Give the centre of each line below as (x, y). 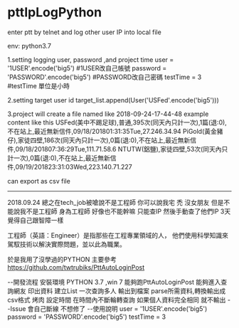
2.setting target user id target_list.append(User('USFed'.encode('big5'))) (113, 100)
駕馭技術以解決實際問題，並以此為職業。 (67, 244)
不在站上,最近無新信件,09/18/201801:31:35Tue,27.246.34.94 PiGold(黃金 (112, 131)
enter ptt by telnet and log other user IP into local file (84, 32)
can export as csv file (39, 181)
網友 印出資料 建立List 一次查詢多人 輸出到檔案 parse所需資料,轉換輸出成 (119, 291)
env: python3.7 (30, 46)
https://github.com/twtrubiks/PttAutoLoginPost (76, 267)
